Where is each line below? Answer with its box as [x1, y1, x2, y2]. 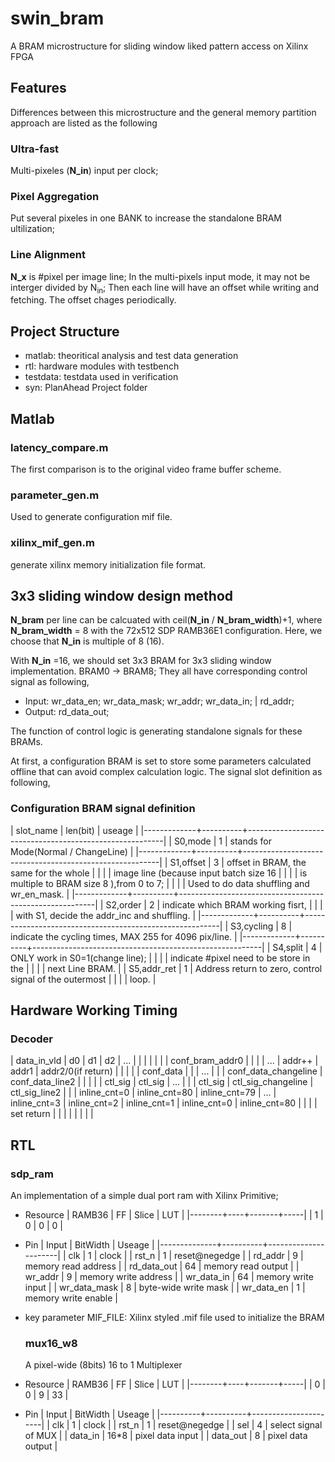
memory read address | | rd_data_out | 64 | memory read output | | [24, 1260, 300, 1272]
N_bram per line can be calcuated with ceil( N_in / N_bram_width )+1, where [10, 614, 323, 626]
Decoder [10, 1032, 53, 1046]
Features [10, 80, 67, 97]
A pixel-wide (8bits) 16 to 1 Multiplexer [24, 1359, 183, 1371]
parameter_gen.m [10, 488, 100, 502]
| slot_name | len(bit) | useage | [10, 824, 139, 836]
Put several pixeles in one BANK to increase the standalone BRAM [10, 212, 282, 224]
